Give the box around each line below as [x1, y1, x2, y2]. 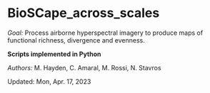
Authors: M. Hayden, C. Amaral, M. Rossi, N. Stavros [7, 63, 162, 72]
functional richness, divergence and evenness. [7, 35, 145, 44]
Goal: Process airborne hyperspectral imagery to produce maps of [7, 28, 204, 37]
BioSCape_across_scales [7, 5, 160, 21]
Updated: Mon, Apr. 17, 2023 [7, 77, 91, 86]
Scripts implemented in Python [7, 50, 101, 58]
